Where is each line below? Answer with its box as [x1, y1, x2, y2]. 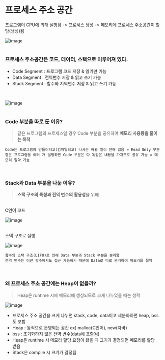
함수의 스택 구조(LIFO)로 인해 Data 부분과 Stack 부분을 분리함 [5, 253, 120, 258]
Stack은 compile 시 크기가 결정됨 [12, 349, 77, 355]
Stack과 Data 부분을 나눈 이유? [5, 180, 75, 186]
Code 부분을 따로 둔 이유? [5, 118, 63, 125]
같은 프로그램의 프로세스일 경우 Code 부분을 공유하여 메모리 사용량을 [17, 130, 149, 136]
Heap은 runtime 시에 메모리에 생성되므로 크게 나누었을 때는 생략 [17, 292, 141, 298]
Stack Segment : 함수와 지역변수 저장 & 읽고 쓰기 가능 [12, 80, 116, 86]
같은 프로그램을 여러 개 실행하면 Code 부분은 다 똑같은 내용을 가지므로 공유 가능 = [5, 152, 152, 158]
